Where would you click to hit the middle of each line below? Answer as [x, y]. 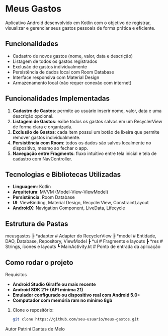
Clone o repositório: [33, 310]
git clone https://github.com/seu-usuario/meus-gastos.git [76, 319]
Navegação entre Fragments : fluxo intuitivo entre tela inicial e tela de [85, 153]
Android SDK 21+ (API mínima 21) [48, 289]
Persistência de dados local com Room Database [63, 72]
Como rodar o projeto [39, 262]
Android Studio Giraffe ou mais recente [54, 284]
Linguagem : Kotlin [32, 187]
